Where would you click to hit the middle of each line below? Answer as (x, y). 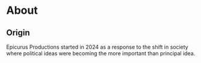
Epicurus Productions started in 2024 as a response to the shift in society (97, 47)
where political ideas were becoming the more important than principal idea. (101, 53)
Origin (18, 33)
